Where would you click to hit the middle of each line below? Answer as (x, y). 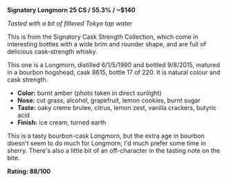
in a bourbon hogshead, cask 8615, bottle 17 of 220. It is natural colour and (114, 72)
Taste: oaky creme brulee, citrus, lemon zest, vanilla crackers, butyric (117, 108)
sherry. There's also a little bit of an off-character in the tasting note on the (113, 151)
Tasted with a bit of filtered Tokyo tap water (70, 23)
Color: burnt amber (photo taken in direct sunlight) (89, 93)
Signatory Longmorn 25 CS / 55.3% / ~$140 (71, 10)
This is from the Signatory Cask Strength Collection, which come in (103, 37)
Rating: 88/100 (29, 171)
